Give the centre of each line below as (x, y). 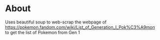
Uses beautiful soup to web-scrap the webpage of (56, 22)
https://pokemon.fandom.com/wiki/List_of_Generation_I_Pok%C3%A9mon (80, 27)
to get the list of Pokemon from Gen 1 (43, 32)
